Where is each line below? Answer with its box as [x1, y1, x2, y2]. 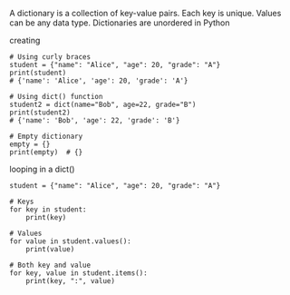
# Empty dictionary [9, 132, 83, 141]
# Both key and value [9, 261, 92, 270]
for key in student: [9, 205, 88, 214]
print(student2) [9, 108, 71, 117]
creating [9, 35, 41, 45]
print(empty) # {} [9, 148, 83, 157]
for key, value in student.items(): [9, 269, 148, 278]
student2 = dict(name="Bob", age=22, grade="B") [9, 100, 197, 109]
